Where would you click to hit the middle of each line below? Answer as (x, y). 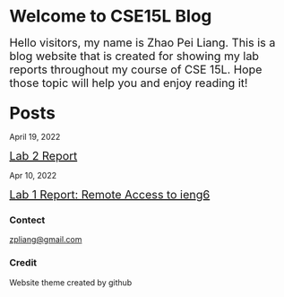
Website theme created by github (71, 282)
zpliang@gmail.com (46, 240)
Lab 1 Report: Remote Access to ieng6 (110, 195)
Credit (23, 263)
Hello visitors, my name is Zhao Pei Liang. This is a (142, 43)
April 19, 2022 (35, 137)
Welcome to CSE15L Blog (111, 16)
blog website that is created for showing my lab (134, 56)
